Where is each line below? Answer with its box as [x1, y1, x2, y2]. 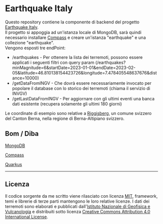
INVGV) [12, 91, 28, 96]
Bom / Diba [5, 130, 39, 138]
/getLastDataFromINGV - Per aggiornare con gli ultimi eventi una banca [12, 95, 155, 101]
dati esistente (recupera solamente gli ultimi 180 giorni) [12, 101, 122, 107]
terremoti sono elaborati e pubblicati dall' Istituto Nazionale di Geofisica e [5, 203, 150, 209]
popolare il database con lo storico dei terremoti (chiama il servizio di [12, 85, 150, 91]
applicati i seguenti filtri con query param [12, 59, 95, 65]
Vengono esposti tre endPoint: [5, 45, 66, 51]
